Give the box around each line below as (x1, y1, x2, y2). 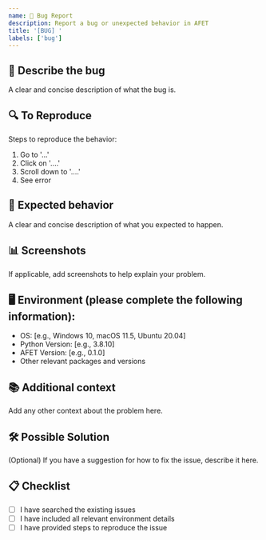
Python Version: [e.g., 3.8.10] (19, 339, 115, 349)
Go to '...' (19, 150, 50, 159)
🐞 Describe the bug (8, 63, 105, 77)
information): (8, 310, 76, 323)
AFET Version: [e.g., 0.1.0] (19, 348, 105, 358)
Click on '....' (19, 158, 61, 168)
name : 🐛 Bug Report (8, 11, 73, 20)
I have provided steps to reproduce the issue (19, 522, 168, 532)
